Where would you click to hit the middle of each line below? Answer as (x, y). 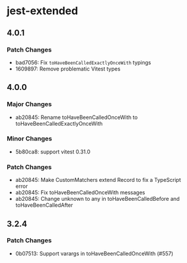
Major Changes (29, 104)
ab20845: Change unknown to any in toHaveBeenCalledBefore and (97, 199)
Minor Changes (29, 139)
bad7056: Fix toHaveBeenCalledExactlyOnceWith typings (83, 62)
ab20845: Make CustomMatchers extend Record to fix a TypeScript (98, 180)
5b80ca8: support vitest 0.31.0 (53, 152)
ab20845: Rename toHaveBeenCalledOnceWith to (77, 117)
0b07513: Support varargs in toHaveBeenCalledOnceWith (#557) (94, 254)
